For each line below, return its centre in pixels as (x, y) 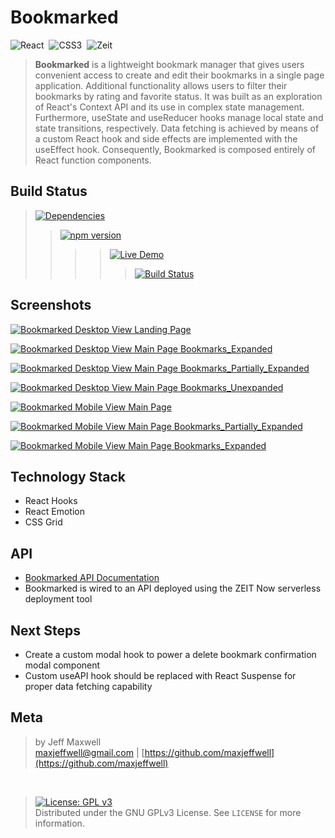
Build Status (49, 191)
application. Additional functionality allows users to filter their (161, 85)
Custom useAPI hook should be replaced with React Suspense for (160, 675)
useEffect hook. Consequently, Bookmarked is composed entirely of (175, 149)
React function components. (93, 160)
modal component (62, 665)
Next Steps (45, 630)
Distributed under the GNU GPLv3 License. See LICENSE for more (168, 812)
